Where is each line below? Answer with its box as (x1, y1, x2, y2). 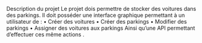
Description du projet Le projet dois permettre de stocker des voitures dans (6, 5, 196, 12)
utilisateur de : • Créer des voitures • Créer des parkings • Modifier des (6, 18, 187, 25)
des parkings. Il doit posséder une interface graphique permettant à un (6, 12, 185, 19)
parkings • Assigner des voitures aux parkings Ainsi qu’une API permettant (6, 24, 195, 31)
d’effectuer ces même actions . (6, 31, 84, 38)
